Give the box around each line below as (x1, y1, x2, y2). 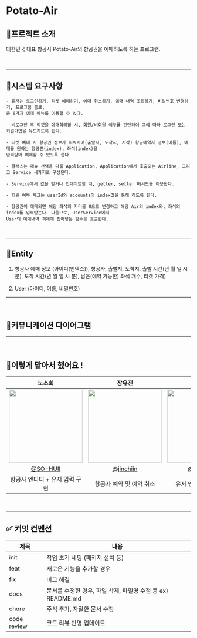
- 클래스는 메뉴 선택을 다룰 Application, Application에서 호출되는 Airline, (6, 163, 180, 169)
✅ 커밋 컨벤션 (6, 523, 52, 534)
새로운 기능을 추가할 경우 (46, 565, 111, 573)
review (9, 622, 28, 630)
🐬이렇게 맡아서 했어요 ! (6, 360, 83, 370)
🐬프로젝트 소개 (6, 29, 56, 39)
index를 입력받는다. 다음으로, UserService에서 (6, 210, 110, 216)
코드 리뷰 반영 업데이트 (46, 619, 106, 627)
